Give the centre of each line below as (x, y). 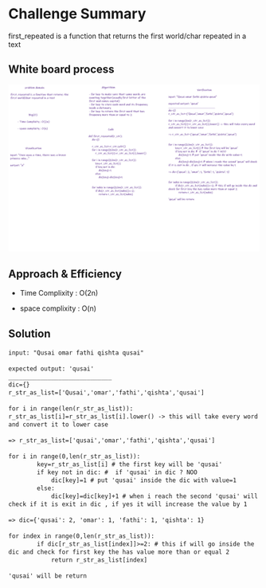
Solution (29, 333)
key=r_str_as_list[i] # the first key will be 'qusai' (130, 465)
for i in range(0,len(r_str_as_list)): (74, 457)
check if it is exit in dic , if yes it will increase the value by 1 (128, 504)
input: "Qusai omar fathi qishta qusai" (76, 353)
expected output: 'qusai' (51, 369)
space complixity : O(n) (58, 308)
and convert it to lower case (59, 425)
